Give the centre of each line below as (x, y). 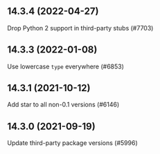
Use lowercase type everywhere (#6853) (66, 66)
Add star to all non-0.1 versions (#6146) (63, 105)
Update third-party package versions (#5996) (73, 143)
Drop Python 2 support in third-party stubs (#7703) (80, 28)
